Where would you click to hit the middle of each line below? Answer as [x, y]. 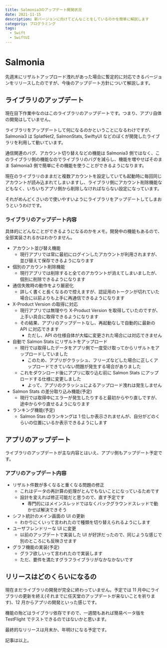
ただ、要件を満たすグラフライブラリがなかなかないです [77, 560]
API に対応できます [39, 329]
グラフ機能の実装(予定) [36, 547]
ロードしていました [48, 354]
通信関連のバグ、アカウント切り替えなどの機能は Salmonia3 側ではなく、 [80, 153]
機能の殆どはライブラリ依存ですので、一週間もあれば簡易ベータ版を [75, 613]
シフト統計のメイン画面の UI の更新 [49, 516]
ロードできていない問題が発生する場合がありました [88, 366]
